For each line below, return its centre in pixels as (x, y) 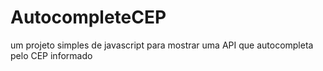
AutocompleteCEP (88, 17)
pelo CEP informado (51, 55)
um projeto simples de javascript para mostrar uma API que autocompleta (162, 45)
